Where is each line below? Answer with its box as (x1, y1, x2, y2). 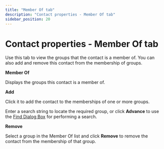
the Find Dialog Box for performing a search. (5, 113, 97, 120)
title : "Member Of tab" (5, 7, 55, 12)
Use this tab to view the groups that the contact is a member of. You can (5, 54, 155, 60)
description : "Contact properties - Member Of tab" (5, 12, 115, 17)
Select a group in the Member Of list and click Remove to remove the (5, 133, 148, 139)
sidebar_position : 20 (5, 16, 51, 21)
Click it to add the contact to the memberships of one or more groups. (5, 98, 150, 105)
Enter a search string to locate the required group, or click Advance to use (5, 108, 159, 114)
